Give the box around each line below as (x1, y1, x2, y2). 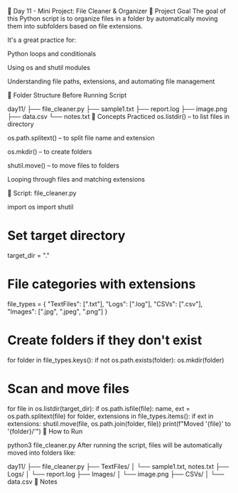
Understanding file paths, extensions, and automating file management (7, 77, 215, 85)
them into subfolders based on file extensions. (7, 22, 144, 30)
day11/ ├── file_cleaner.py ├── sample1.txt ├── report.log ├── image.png (7, 105, 227, 113)
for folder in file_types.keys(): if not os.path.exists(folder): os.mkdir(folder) (7, 356, 225, 364)
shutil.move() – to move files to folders (7, 161, 119, 170)
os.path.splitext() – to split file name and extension (7, 134, 155, 142)
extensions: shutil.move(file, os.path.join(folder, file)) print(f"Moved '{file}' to (7, 419, 231, 427)
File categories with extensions (7, 276, 196, 292)
